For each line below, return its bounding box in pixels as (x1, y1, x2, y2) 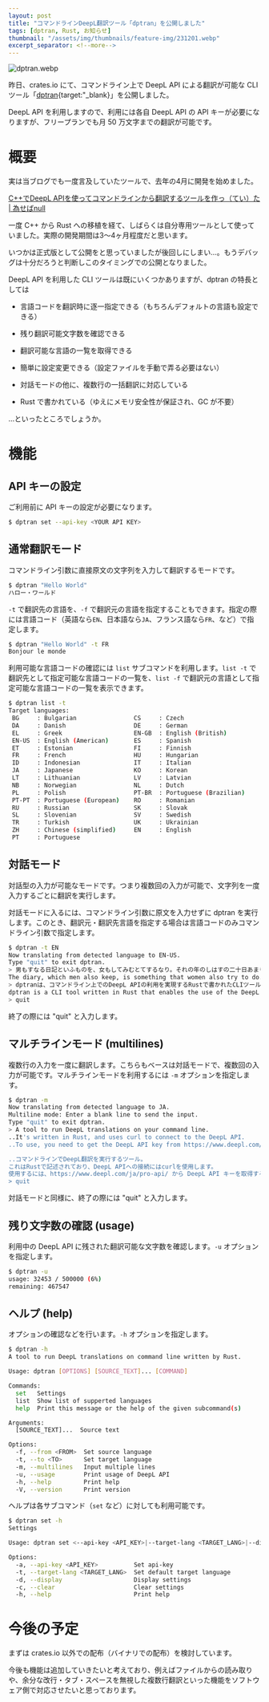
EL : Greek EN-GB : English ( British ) (11, 729, 227, 737)
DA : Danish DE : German (11, 721, 188, 730)
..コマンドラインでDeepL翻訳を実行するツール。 (8, 1155, 147, 1163)
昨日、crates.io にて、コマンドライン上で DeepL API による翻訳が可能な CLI (8, 80, 259, 90)
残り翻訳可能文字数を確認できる (19, 329, 126, 338)
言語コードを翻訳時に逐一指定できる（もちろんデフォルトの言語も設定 (19, 302, 252, 311)
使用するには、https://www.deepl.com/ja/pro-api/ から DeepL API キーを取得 (8, 1170, 254, 1178)
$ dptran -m (8, 1096, 48, 1104)
